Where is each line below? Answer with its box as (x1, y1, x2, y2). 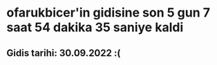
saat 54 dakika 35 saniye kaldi (6, 19, 184, 35)
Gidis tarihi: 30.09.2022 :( (6, 47, 121, 59)
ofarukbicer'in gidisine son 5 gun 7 (6, 5, 210, 21)
